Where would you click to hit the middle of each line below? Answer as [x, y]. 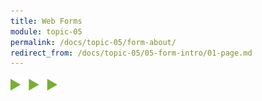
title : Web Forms [46, 21]
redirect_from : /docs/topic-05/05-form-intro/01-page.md [131, 53]
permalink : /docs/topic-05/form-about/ [93, 42]
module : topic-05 [46, 31]
